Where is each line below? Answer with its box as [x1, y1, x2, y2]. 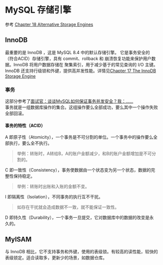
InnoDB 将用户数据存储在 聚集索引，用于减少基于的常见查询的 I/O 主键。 [13, 61, 158, 67]
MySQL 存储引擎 [5, 4, 71, 16]
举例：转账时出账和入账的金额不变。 [16, 184, 90, 189]
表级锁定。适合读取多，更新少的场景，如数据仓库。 [5, 255, 107, 261]
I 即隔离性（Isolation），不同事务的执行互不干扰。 [5, 194, 103, 200]
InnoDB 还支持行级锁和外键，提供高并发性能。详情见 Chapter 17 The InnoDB [5, 68, 156, 74]
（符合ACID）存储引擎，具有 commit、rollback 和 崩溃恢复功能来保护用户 [5, 56, 152, 61]
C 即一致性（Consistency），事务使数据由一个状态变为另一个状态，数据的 [5, 167, 151, 173]
